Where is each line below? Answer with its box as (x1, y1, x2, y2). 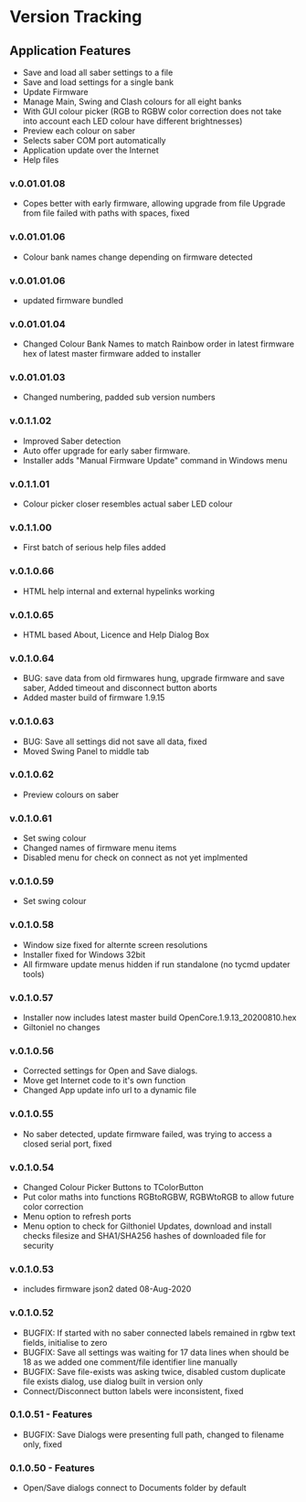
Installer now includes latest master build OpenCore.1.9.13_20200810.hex (22, 1012, 297, 1023)
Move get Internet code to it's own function (22, 1075, 186, 1086)
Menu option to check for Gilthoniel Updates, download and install (22, 1220, 272, 1231)
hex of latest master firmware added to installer (22, 348, 202, 359)
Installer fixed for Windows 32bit (22, 949, 146, 960)
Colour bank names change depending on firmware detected (22, 251, 253, 262)
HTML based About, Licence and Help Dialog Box (22, 629, 210, 640)
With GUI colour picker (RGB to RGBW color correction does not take (22, 106, 282, 116)
